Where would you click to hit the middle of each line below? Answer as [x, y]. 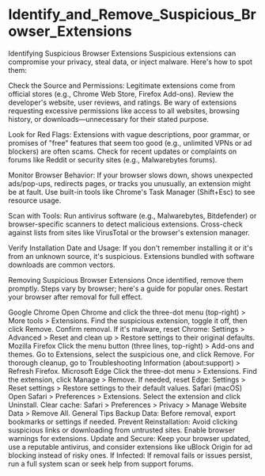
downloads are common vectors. [62, 265]
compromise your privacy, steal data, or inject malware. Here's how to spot [131, 62]
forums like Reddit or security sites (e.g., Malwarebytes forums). [113, 159]
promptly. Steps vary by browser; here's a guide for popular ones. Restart [128, 288]
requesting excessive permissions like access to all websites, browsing [124, 110]
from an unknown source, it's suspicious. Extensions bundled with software [131, 256]
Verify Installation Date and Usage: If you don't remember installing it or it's [131, 248]
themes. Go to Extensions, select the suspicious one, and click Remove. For [131, 354]
